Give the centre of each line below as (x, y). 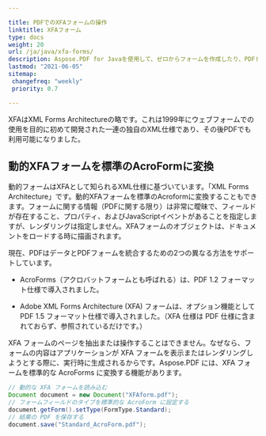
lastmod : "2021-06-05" (46, 67)
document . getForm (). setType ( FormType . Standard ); (90, 409)
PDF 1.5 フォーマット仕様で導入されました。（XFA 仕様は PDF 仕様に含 (134, 317)
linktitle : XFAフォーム (45, 30)
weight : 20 (26, 44)
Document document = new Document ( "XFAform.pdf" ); (93, 395)
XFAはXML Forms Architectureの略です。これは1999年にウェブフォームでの (131, 119)
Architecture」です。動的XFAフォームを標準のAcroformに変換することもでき (133, 197)
